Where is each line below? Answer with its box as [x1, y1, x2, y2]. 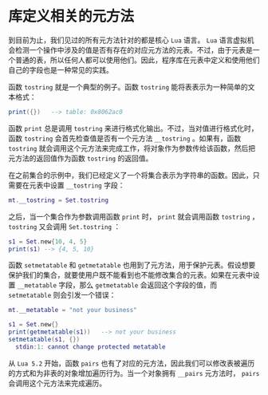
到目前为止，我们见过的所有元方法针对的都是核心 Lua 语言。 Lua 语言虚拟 [8, 35, 247, 45]
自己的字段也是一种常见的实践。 [8, 65, 113, 74]
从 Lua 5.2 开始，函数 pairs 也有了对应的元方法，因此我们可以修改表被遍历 [8, 358, 255, 368]
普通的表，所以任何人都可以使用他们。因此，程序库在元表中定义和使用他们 [14, 55, 260, 65]
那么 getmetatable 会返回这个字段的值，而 [79, 280, 218, 290]
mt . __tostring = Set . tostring [8, 196, 109, 204]
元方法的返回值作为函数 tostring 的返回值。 [8, 153, 153, 163]
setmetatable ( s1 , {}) [8, 336, 81, 344]
